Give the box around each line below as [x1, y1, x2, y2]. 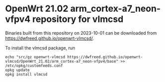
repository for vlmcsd [32, 13, 124, 25]
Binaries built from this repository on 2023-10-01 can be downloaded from [5, 30, 157, 36]
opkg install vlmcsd [5, 72, 48, 77]
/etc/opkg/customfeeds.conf [5, 63, 63, 68]
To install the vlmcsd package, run [5, 45, 75, 51]
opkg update [5, 68, 30, 73]
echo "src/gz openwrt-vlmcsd [5, 54, 65, 60]
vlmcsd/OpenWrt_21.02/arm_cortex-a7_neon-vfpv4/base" [5, 59, 119, 64]
